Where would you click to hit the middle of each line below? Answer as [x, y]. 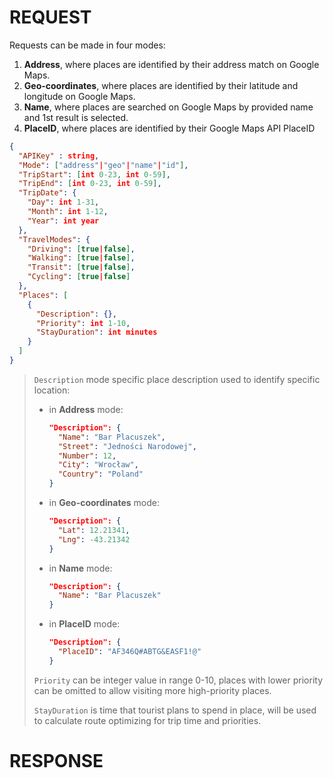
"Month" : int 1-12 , [68, 212]
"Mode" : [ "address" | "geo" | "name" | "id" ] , [103, 165]
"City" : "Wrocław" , [98, 465]
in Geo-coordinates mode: [104, 503]
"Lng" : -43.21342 [94, 539]
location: [52, 390]
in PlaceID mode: [84, 624]
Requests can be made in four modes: [87, 45]
